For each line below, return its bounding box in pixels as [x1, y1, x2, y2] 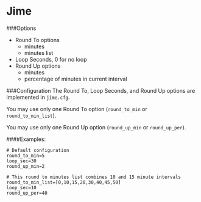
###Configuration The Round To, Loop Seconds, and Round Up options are [6, 87, 196, 94]
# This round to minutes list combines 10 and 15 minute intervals [6, 174, 182, 180]
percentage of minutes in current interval [24, 75, 127, 82]
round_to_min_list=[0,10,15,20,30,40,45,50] [6, 179, 121, 186]
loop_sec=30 [6, 157, 37, 164]
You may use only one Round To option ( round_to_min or [6, 105, 147, 112]
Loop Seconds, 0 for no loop [15, 56, 87, 63]
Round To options [15, 36, 60, 43]
